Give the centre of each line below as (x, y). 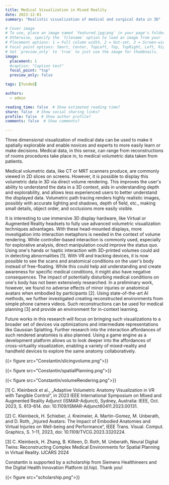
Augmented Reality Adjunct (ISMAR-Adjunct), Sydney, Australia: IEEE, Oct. (82, 401)
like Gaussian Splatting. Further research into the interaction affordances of (83, 330)
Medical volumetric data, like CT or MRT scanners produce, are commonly (82, 171)
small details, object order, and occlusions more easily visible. (69, 209)
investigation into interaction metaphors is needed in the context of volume (83, 234)
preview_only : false (31, 75)
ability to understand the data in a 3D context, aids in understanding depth (82, 187)
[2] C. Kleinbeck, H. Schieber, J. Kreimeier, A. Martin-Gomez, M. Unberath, (82, 416)
